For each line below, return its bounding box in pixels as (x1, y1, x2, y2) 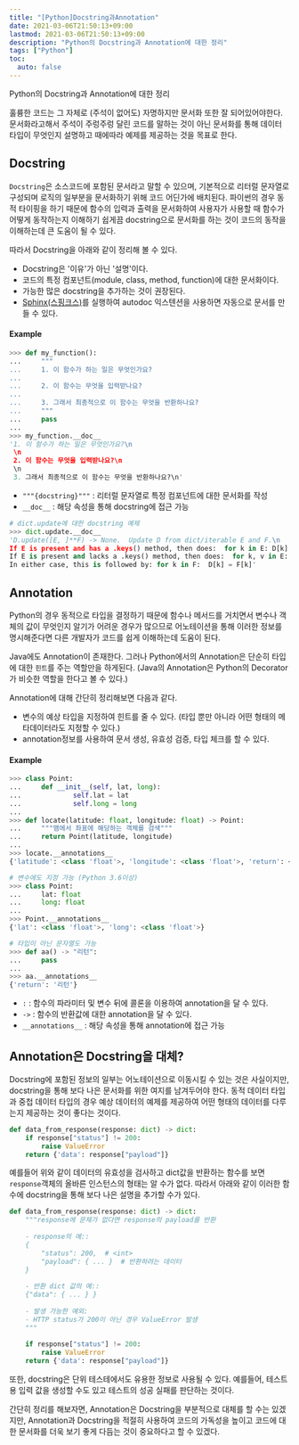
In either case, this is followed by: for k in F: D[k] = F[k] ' (9, 561, 256, 570)
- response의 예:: (25, 1232, 90, 1242)
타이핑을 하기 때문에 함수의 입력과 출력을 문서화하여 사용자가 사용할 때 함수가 (18, 202, 285, 214)
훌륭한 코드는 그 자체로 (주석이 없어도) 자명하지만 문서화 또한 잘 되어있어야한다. (9, 107, 283, 118)
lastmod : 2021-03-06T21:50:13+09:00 (9, 29, 145, 38)
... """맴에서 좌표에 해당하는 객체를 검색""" (9, 824, 173, 833)
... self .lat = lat (9, 791, 129, 800)
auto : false (17, 63, 62, 72)
